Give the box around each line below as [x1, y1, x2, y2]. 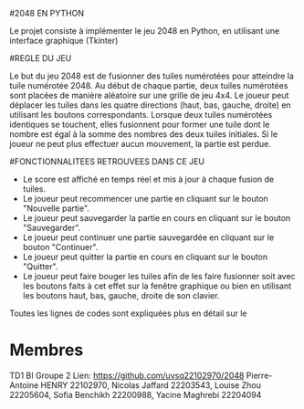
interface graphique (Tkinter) [9, 36, 119, 46]
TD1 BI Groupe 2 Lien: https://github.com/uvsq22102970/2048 [9, 370, 245, 381]
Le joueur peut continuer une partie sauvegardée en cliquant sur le [22, 232, 275, 243]
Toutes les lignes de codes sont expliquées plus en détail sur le [9, 308, 247, 319]
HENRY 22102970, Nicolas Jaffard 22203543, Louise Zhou [40, 379, 262, 391]
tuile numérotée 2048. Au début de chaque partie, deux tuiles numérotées [9, 80, 288, 90]
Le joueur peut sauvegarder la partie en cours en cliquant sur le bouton [22, 213, 291, 223]
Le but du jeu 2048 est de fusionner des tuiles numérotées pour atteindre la [9, 70, 295, 81]
